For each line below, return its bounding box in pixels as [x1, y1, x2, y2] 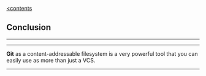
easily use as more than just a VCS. [6, 56, 96, 64]
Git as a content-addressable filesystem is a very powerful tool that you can [6, 50, 198, 57]
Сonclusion [6, 22, 51, 32]
